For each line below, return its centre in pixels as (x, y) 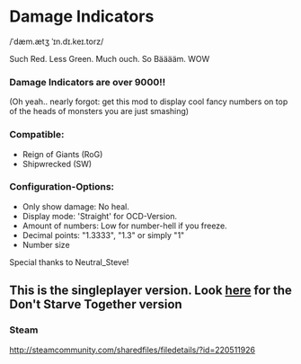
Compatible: (37, 135)
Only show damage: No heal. (76, 206)
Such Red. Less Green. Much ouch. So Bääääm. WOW (110, 58)
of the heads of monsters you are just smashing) (99, 111)
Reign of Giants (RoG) (62, 154)
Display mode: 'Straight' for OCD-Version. (100, 216)
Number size (46, 244)
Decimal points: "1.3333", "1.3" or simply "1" (103, 235)
